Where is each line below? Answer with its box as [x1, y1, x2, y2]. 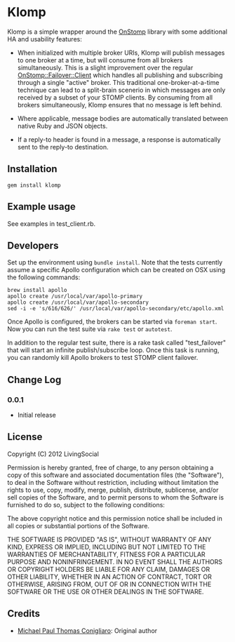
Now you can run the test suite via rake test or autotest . [7, 325, 173, 333]
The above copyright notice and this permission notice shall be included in [7, 514, 222, 523]
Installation [7, 163, 58, 175]
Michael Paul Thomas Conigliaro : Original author [17, 626, 158, 635]
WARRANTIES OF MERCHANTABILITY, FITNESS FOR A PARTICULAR [7, 550, 206, 559]
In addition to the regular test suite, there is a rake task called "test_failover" [7, 338, 227, 347]
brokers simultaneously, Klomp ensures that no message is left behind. [17, 100, 222, 109]
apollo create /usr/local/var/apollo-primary [7, 293, 142, 300]
